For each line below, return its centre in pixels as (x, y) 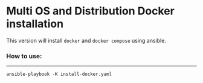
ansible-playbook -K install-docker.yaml (59, 74)
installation (35, 24)
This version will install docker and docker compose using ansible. (86, 40)
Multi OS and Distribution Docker (91, 11)
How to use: (24, 56)
